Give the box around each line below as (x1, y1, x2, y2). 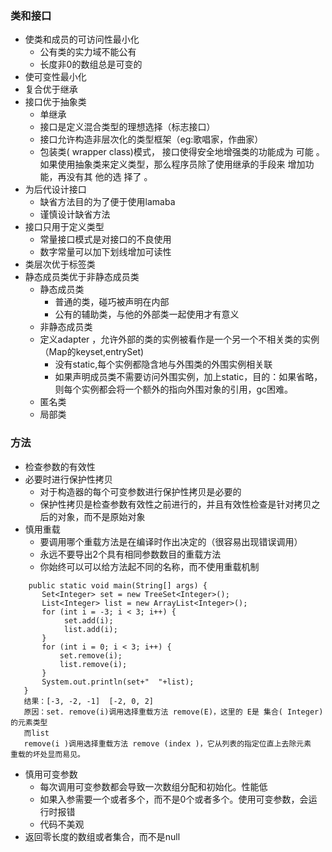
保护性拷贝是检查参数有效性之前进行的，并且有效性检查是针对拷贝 (39, 498, 312, 510)
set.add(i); (63, 615, 114, 626)
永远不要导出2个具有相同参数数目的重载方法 (39, 548, 222, 560)
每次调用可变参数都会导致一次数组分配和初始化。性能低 (39, 780, 268, 792)
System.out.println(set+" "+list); (41, 677, 195, 687)
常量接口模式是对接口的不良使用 (39, 233, 172, 246)
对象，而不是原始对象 (57, 510, 146, 522)
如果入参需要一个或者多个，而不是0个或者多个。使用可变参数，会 (39, 793, 309, 805)
